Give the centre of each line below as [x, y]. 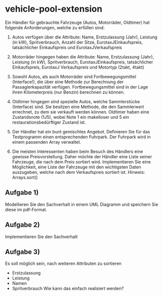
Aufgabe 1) [22, 193]
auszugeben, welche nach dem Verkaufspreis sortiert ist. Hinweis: [78, 172]
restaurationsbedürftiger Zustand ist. [49, 122]
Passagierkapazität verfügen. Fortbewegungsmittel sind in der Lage [80, 87]
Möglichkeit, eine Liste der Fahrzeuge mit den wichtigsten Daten [76, 167]
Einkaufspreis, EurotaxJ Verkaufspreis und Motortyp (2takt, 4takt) [78, 67]
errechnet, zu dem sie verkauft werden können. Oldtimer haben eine [81, 112]
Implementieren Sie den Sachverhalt [41, 237]
